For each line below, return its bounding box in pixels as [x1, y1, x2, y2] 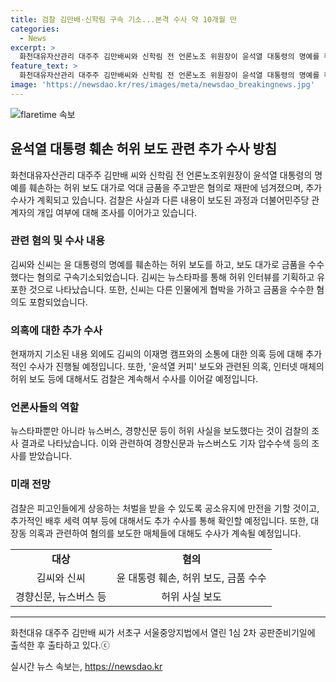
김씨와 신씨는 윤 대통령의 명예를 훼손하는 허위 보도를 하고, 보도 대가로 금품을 [10, 258, 307, 270]
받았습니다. [28, 450, 73, 462]
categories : [10, 24, 60, 34]
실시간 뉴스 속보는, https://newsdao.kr [10, 660, 163, 672]
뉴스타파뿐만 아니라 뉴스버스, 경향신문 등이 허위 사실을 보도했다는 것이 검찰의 [10, 425, 310, 437]
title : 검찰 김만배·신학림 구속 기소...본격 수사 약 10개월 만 [10, 14, 237, 25]
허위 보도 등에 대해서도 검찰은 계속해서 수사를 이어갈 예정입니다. [10, 373, 259, 385]
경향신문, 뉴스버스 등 [15, 589, 107, 603]
